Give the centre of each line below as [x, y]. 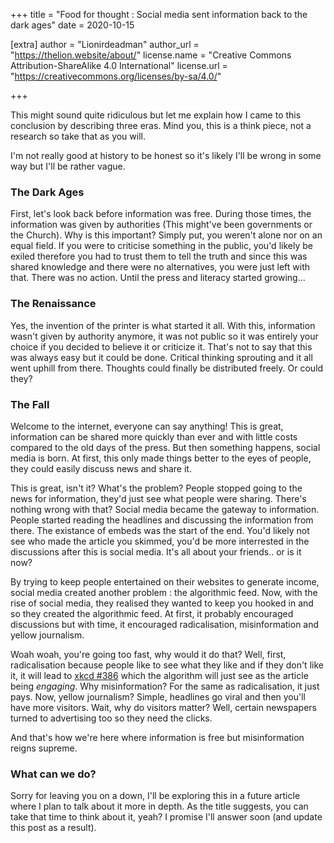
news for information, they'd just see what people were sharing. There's [158, 498]
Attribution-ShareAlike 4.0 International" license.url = [119, 65]
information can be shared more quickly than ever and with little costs [154, 436]
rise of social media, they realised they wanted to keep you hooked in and [162, 603]
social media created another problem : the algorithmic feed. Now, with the [164, 592]
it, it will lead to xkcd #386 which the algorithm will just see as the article [159, 675]
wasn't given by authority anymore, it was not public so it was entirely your [164, 336]
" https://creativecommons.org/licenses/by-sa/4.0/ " [116, 76]
